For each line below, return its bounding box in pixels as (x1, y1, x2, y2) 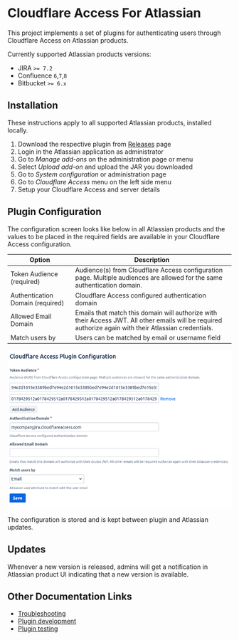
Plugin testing (17, 624, 58, 633)
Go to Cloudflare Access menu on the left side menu (17, 177, 172, 186)
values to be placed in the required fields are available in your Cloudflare (7, 232, 221, 241)
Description (134, 256, 170, 264)
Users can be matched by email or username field (75, 333, 221, 342)
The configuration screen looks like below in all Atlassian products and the (7, 224, 225, 233)
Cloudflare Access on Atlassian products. (7, 36, 129, 44)
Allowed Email (10, 312, 52, 321)
